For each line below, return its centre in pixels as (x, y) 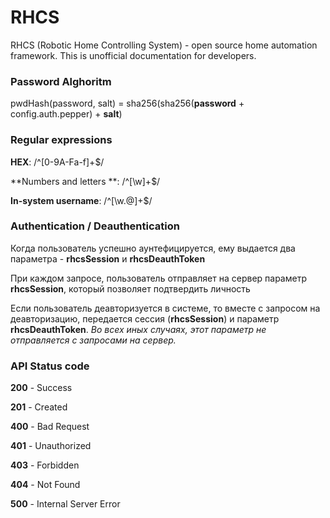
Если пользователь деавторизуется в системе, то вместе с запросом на (165, 308)
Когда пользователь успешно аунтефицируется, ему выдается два (153, 248)
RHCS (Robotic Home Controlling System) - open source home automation (164, 45)
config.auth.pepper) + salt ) (66, 114)
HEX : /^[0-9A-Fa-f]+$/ (57, 162)
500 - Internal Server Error (65, 504)
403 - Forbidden (45, 465)
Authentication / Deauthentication (95, 226)
